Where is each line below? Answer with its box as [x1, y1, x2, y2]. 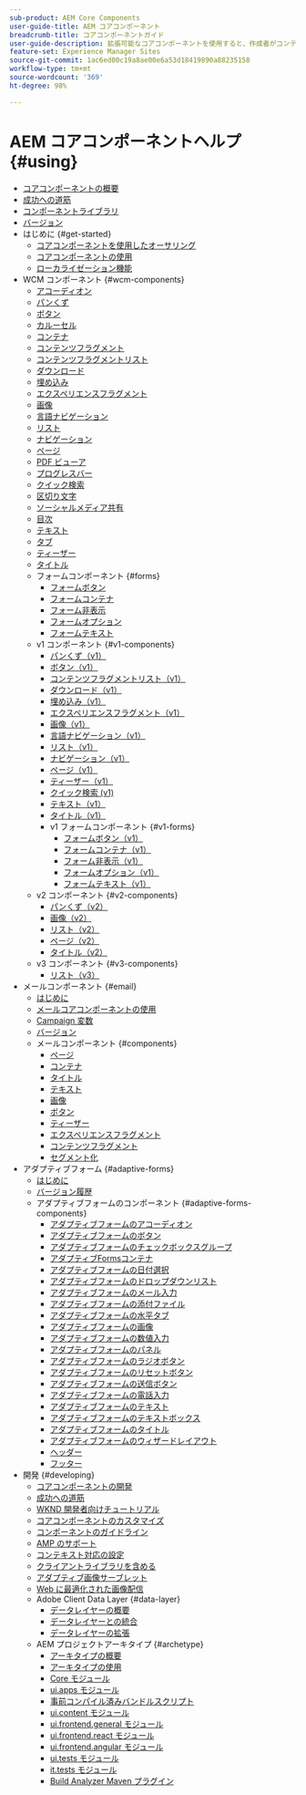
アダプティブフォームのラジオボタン [49, 1355, 185, 1366]
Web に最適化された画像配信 [36, 1583, 144, 1594]
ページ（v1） [49, 763, 98, 775]
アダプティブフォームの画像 [49, 1321, 154, 1332]
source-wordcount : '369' [9, 73, 104, 82]
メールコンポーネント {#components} [36, 1037, 178, 1049]
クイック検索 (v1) [49, 786, 115, 798]
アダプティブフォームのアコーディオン [49, 1219, 193, 1230]
